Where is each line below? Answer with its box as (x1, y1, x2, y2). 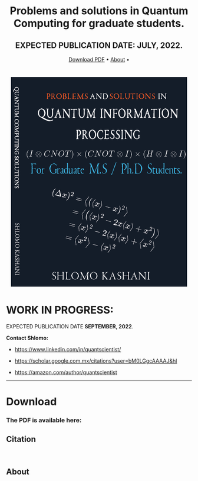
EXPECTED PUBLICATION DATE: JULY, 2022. (15, 40, 183, 50)
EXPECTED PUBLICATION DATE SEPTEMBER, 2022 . (6, 322, 134, 330)
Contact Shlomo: (6, 334, 48, 341)
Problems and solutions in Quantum (9, 4, 189, 18)
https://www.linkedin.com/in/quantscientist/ (14, 346, 121, 353)
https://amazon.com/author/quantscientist (14, 369, 118, 376)
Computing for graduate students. (14, 17, 184, 30)
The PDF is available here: (6, 416, 82, 424)
